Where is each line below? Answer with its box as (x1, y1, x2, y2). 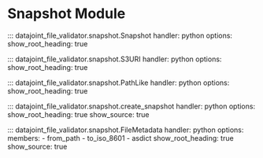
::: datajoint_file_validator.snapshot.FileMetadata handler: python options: (7, 125, 244, 134)
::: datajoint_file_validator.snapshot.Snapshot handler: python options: (7, 31, 233, 40)
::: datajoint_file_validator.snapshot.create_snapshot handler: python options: (7, 101, 256, 111)
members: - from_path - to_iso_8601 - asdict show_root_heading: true (7, 133, 234, 142)
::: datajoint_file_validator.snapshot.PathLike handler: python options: (7, 78, 230, 87)
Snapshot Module (7, 5, 126, 23)
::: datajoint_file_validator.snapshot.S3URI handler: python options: (7, 54, 222, 64)
